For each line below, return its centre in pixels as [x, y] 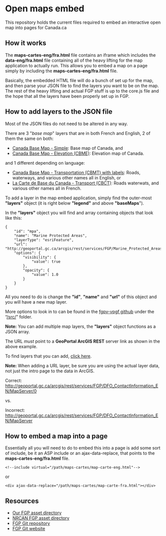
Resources [22, 501]
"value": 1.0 [45, 274]
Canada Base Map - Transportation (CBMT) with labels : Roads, [76, 172]
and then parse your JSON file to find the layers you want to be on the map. [82, 86]
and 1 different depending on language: [45, 163]
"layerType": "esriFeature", [44, 240]
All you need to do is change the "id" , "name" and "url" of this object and [81, 297]
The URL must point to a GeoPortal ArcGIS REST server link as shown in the [83, 341]
